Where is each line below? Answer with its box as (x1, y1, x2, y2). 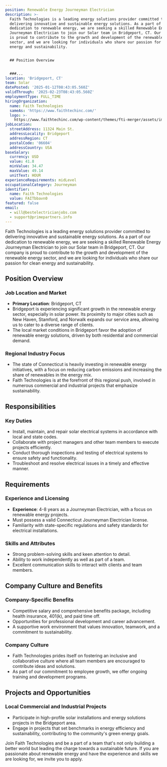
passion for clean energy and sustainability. (5, 260, 94, 266)
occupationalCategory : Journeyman (5, 182, 77, 187)
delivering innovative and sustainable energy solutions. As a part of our (5, 234, 151, 240)
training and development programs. (12, 674, 87, 680)
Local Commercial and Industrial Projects (5, 703, 107, 710)
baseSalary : (5, 150, 30, 155)
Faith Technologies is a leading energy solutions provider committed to (5, 228, 151, 234)
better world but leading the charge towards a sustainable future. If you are (5, 745, 159, 751)
